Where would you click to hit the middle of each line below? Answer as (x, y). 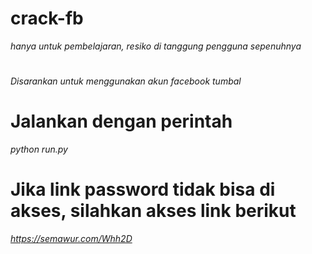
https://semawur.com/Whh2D (71, 238)
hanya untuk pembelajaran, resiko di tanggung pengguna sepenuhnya (156, 46)
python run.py (39, 149)
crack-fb (47, 18)
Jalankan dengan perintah (121, 121)
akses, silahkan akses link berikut (153, 211)
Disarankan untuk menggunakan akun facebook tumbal (126, 81)
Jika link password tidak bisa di (143, 189)
